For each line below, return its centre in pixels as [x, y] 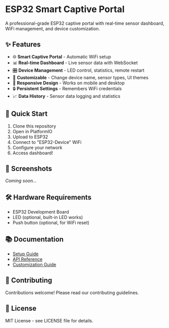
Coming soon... [21, 181]
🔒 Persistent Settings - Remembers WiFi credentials [67, 88]
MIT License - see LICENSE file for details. [49, 320]
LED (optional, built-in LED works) [48, 217]
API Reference [27, 259]
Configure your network [37, 147]
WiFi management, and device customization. [52, 28]
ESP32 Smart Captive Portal [65, 9]
